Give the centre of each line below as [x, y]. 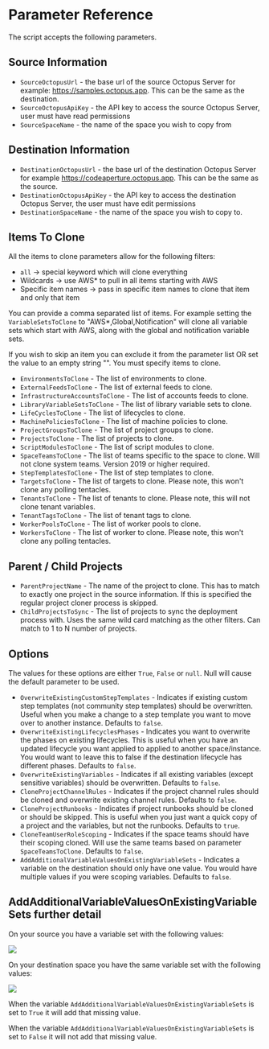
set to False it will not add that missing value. [83, 1036]
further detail [67, 915]
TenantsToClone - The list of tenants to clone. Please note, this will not [135, 498]
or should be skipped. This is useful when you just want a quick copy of [139, 817]
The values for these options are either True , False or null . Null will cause [130, 673]
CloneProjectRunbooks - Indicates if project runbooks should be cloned [137, 808]
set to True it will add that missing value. [75, 1012]
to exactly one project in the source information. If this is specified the [136, 594]
